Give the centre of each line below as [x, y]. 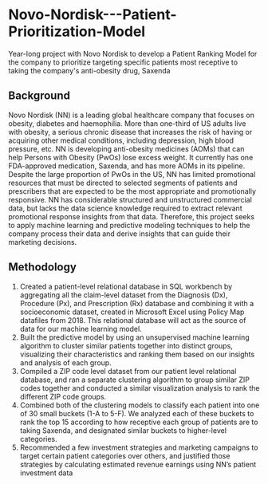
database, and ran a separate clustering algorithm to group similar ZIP [134, 380]
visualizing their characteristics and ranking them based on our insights [137, 354]
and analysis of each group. [65, 362]
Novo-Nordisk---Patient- [93, 15]
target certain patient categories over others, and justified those [125, 455]
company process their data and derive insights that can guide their [120, 234]
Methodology [43, 268]
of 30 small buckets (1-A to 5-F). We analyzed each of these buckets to [137, 413]
